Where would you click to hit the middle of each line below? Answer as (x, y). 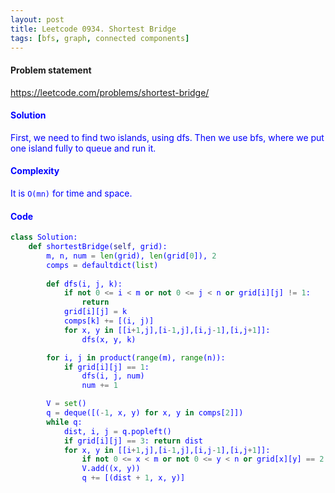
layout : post (37, 19)
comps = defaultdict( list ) (102, 265)
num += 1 (99, 386)
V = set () (66, 404)
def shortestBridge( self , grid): (98, 247)
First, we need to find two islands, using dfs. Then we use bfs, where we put (167, 137)
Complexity (35, 171)
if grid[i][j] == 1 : (106, 367)
